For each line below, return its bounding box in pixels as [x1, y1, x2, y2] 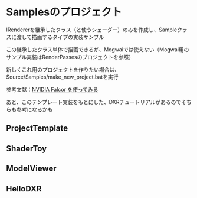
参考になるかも [16, 106, 53, 113]
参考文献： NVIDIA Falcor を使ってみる [6, 86, 98, 93]
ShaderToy [6, 143, 47, 154]
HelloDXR [6, 184, 42, 194]
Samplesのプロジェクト [6, 5, 122, 19]
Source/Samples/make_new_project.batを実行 [6, 73, 119, 80]
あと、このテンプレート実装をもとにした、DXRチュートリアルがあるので [6, 98, 182, 105]
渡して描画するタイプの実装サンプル [16, 33, 104, 40]
